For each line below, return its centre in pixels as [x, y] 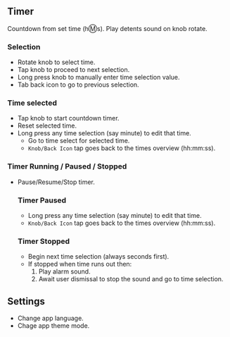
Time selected [32, 103]
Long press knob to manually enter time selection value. [99, 78]
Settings [26, 301]
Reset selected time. [47, 125]
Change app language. [51, 318]
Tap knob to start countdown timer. [68, 118]
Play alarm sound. [64, 271]
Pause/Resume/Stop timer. [56, 182]
